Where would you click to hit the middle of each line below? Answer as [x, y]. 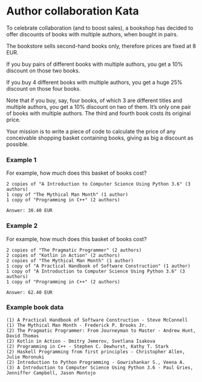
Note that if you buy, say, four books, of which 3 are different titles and [94, 100]
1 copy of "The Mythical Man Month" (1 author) [67, 195]
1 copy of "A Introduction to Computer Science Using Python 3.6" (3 [96, 271]
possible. [18, 144]
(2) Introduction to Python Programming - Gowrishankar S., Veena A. [96, 362]
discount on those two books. [43, 70]
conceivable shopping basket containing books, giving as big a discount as [100, 138]
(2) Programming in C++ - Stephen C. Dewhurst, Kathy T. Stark [88, 346]
